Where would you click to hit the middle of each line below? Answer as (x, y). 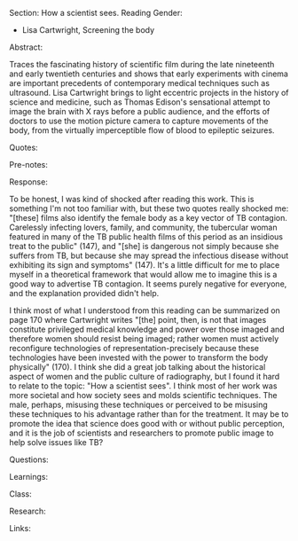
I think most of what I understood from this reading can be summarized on (145, 310)
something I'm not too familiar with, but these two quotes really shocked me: (149, 208)
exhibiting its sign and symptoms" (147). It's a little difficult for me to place (145, 265)
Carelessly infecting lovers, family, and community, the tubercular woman (143, 227)
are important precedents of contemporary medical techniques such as (140, 83)
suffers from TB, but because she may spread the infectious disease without (149, 255)
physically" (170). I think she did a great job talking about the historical (137, 367)
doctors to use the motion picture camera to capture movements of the (139, 121)
